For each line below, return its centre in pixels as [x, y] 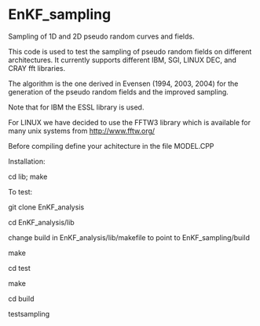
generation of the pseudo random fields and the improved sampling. [119, 91]
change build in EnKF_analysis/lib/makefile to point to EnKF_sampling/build [129, 237]
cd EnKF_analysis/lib [41, 222]
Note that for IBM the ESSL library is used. [76, 107]
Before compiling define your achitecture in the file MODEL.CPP [111, 146]
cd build [21, 298]
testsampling [29, 313]
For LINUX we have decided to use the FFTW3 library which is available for [130, 122]
